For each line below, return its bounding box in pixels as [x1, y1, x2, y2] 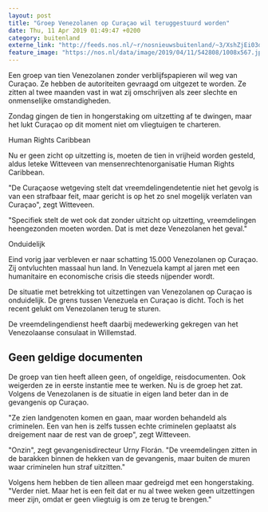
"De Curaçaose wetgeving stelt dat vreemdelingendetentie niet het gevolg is [8, 183, 259, 192]
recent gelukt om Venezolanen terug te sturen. [8, 304, 161, 313]
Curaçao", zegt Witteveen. [8, 200, 95, 209]
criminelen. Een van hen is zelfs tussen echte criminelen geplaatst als [8, 421, 237, 431]
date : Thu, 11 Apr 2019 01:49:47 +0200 [8, 26, 141, 34]
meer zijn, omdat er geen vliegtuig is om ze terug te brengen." [8, 494, 212, 504]
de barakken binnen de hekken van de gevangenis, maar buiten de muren [8, 453, 250, 463]
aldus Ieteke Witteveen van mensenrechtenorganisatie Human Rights [8, 159, 235, 168]
